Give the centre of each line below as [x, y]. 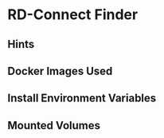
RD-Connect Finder [73, 15]
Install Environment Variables [82, 99]
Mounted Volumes [54, 125]
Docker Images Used [60, 71]
